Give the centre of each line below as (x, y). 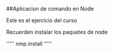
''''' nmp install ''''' (29, 44)
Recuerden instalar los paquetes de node (57, 32)
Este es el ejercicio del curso (42, 20)
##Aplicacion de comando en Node (50, 9)
